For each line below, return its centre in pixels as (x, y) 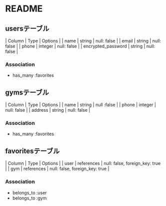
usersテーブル (27, 28)
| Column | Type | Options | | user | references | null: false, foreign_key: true (83, 163)
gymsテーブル (27, 92)
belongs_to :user (29, 192)
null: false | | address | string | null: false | (48, 110)
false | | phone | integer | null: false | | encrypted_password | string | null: (80, 46)
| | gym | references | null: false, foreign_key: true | (57, 169)
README (24, 9)
